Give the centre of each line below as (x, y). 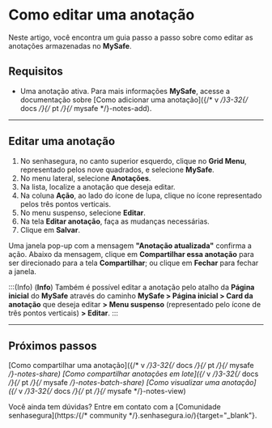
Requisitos (36, 72)
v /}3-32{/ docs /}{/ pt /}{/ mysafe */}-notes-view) (102, 392)
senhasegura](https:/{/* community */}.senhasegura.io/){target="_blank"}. (133, 416)
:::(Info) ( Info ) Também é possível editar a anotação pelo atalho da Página (132, 287)
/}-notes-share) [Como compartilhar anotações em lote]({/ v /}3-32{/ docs (134, 374)
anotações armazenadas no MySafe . (70, 45)
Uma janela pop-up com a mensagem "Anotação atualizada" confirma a (130, 246)
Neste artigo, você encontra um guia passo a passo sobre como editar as (131, 37)
